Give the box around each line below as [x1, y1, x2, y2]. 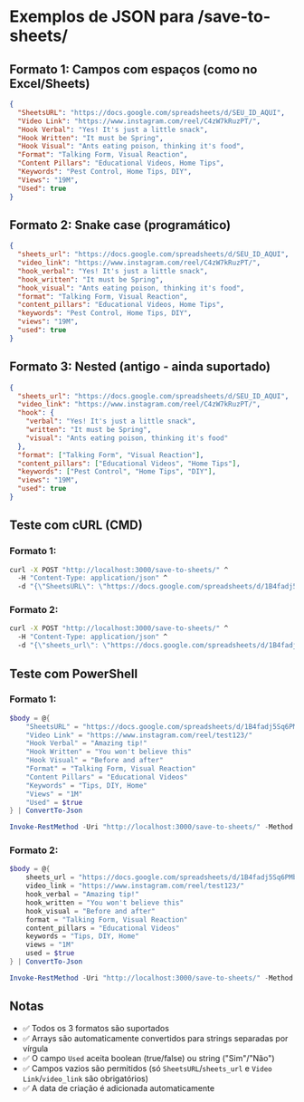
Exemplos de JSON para [9, 6, 195, 27]
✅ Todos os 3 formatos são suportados [22, 1022, 170, 1033]
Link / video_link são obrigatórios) [22, 1073, 149, 1084]
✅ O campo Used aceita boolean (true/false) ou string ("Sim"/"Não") [22, 1052, 275, 1063]
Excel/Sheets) [9, 75, 90, 91]
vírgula [22, 1043, 49, 1054]
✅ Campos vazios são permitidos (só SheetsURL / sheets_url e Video [22, 1062, 273, 1074]
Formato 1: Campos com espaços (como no [9, 62, 258, 77]
